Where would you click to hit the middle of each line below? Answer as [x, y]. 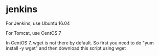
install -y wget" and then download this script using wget [66, 48]
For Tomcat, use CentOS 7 [34, 33]
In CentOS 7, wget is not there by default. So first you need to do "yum [80, 43]
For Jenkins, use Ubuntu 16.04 [38, 23]
